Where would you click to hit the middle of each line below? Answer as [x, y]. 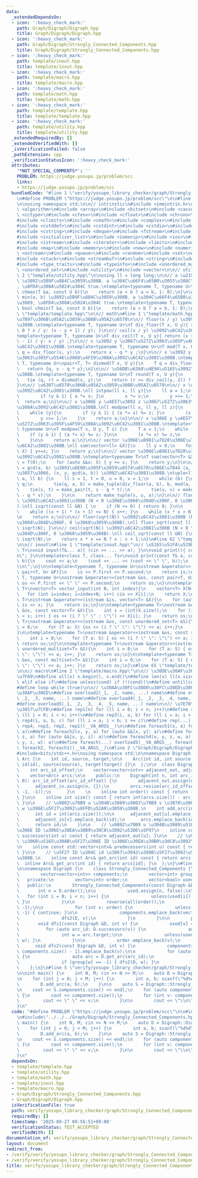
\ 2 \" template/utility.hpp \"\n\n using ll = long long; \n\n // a [97, 275]
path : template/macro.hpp [49, 77]
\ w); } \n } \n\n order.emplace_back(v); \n [99, 940]
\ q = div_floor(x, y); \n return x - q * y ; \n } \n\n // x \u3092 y [104, 352]
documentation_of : [29, 1138]
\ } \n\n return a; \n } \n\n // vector [68, 440]
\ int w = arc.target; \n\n [70, 934]
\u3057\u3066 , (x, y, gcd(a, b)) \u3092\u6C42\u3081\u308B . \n [95, 473]
